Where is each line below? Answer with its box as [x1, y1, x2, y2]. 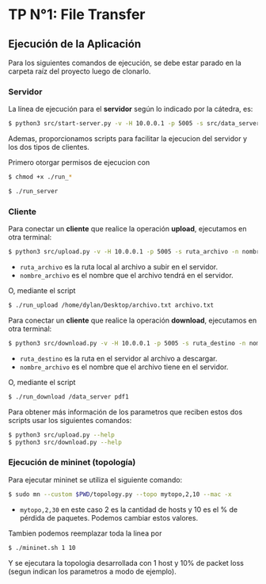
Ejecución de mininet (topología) [8, 457, 136, 468]
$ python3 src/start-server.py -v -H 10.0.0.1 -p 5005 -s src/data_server [8, 120, 260, 128]
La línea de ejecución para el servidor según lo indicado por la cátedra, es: [8, 105, 253, 114]
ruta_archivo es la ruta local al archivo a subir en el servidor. [19, 262, 218, 272]
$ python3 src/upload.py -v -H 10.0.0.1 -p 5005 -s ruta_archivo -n [8, 248, 239, 256]
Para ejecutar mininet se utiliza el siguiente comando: [8, 475, 183, 484]
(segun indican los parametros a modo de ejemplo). [8, 567, 177, 576]
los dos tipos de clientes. [8, 143, 89, 152]
